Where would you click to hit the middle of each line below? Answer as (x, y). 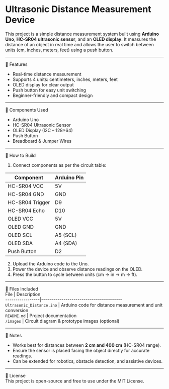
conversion (17, 310)
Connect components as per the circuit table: (59, 165)
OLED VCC (21, 219)
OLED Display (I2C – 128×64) (43, 130)
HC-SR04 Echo (26, 211)
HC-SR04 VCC (26, 186)
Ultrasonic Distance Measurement (78, 9)
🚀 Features (16, 64)
